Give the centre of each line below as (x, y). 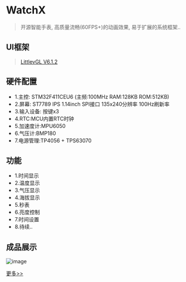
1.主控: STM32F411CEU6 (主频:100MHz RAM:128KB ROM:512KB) (92, 96)
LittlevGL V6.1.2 (39, 61)
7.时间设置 (27, 220)
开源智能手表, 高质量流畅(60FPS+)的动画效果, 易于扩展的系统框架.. (100, 27)
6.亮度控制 (27, 212)
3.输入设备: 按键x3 (37, 111)
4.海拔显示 (27, 198)
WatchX (26, 10)
